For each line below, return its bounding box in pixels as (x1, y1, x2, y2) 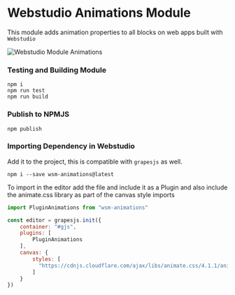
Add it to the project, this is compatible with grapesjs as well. (7, 157, 183, 166)
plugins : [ (20, 229, 52, 237)
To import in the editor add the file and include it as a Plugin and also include (7, 183, 228, 192)
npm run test (7, 87, 45, 94)
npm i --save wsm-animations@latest (7, 171, 114, 178)
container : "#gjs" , (20, 223, 77, 230)
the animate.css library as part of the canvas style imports (7, 190, 175, 199)
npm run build (7, 93, 49, 101)
